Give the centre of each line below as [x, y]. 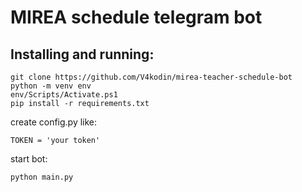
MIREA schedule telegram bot [136, 17]
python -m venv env [51, 86]
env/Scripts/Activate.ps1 [64, 95]
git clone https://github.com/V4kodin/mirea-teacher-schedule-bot [151, 77]
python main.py [42, 177]
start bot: [29, 159]
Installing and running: [82, 54]
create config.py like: [54, 122]
